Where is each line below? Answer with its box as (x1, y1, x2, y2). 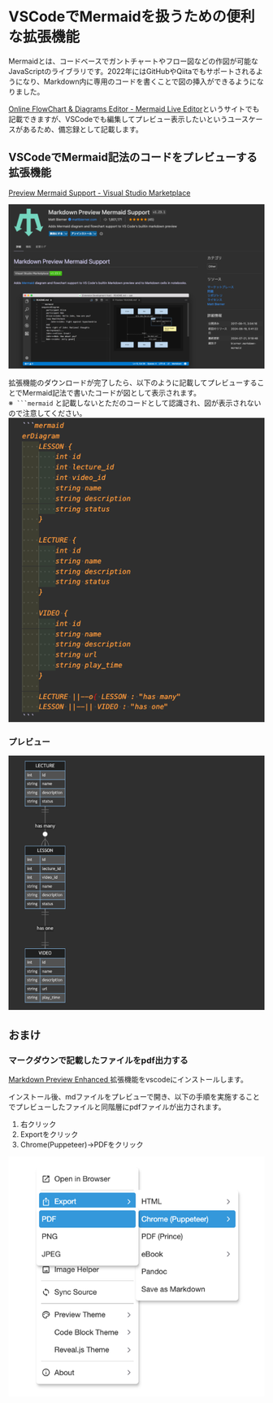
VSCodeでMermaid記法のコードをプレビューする (8, 151, 258, 164)
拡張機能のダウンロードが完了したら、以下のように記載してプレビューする (8, 378, 258, 387)
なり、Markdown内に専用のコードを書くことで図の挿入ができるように (22, 76, 258, 86)
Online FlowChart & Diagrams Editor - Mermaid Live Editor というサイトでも (8, 103, 260, 114)
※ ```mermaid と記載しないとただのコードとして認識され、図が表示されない (8, 398, 262, 408)
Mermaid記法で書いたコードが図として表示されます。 (22, 387, 201, 397)
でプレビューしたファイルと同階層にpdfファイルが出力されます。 (8, 1102, 226, 1112)
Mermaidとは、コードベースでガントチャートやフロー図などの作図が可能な (8, 56, 258, 66)
